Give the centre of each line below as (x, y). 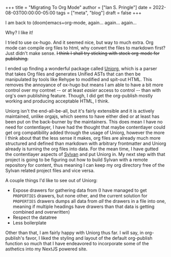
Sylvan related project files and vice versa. (50, 171)
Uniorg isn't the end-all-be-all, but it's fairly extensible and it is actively (80, 111)
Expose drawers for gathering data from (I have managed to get (80, 190)
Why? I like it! (19, 32)
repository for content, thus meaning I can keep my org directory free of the (85, 165)
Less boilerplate (30, 223)
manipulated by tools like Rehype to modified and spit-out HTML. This (79, 79)
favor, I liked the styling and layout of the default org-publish (89, 238)
